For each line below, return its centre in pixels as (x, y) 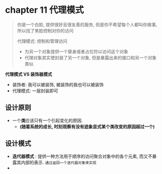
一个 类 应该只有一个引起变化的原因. (47, 120)
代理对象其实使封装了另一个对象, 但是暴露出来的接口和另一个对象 (90, 57)
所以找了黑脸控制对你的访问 (45, 30)
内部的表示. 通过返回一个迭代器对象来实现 (59, 162)
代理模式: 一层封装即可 (35, 91)
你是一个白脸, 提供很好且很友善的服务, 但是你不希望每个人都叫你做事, (87, 25)
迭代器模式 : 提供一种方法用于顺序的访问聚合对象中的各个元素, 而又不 (82, 156)
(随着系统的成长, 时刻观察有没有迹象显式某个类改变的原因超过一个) (87, 126)
